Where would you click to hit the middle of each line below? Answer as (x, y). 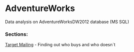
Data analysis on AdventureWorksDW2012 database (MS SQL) (67, 22)
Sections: (16, 34)
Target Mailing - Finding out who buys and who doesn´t (60, 45)
